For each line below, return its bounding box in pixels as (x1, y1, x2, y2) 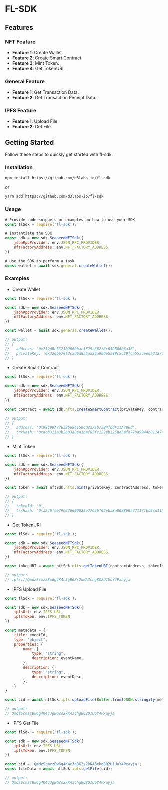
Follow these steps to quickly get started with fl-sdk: (5, 151, 113, 158)
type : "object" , (14, 637, 48, 642)
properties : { (14, 642, 43, 647)
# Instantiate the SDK (5, 231, 52, 236)
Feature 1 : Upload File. (12, 118, 59, 124)
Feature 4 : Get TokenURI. (12, 65, 65, 71)
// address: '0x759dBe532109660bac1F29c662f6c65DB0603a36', (5, 346, 137, 351)
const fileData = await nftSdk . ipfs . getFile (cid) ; (5, 766, 113, 771)
